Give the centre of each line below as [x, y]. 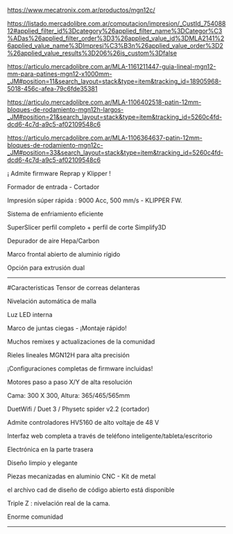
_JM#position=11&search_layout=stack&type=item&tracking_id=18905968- [114, 81]
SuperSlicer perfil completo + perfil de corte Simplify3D [87, 227]
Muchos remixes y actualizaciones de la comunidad [81, 341]
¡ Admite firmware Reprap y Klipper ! [59, 173]
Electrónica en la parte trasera [50, 449]
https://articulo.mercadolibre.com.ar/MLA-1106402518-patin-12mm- [104, 102]
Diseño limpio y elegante [42, 463]
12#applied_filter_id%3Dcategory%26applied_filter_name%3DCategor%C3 [115, 31]
